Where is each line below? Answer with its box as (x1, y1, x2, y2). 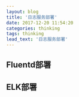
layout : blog (6, 8, 39, 15)
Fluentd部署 (6, 60, 51, 70)
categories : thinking (6, 25, 60, 32)
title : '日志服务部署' (6, 14, 57, 20)
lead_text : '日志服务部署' (6, 36, 68, 42)
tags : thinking (6, 31, 44, 37)
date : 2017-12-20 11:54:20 (6, 20, 74, 26)
